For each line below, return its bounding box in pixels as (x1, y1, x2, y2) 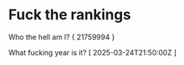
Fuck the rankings (8, 6, 132, 24)
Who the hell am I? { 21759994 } (8, 32, 115, 42)
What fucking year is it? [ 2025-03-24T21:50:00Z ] (8, 47, 178, 57)
